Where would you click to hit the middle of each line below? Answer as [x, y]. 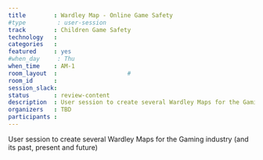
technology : [33, 37]
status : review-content [59, 95]
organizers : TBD [40, 110]
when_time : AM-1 [42, 66]
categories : [33, 44]
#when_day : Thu [42, 59]
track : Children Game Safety [70, 30]
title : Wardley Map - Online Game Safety [91, 15]
